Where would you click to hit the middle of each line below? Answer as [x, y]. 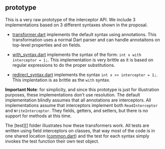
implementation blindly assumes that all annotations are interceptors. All [78, 100]
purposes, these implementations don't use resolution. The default [73, 95]
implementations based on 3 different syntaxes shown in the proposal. [76, 25]
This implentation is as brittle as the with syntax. [61, 80]
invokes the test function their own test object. [52, 141]
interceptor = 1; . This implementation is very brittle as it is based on [83, 60]
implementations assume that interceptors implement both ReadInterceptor [82, 105]
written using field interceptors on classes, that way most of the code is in [80, 131]
